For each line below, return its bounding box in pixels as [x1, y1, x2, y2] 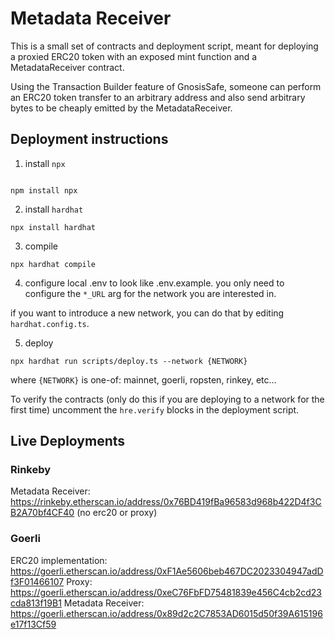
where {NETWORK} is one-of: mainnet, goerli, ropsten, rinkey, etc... [10, 373, 277, 386]
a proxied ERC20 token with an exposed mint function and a [10, 50, 258, 62]
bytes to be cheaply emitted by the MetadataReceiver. [10, 102, 233, 114]
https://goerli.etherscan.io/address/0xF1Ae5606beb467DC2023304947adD [10, 565, 324, 577]
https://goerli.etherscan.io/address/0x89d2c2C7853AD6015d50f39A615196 [10, 607, 323, 619]
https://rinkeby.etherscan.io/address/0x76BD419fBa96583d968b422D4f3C [10, 496, 322, 508]
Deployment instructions [10, 131, 169, 148]
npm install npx [10, 185, 78, 196]
